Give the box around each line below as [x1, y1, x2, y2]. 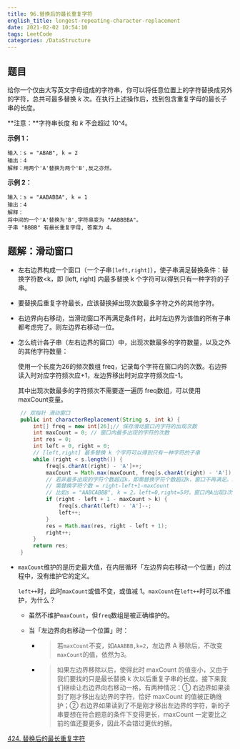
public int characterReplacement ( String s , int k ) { [20, 416, 181, 423]
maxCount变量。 [17, 395, 68, 404]
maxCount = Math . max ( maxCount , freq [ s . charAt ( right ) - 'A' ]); [45, 469, 235, 476]
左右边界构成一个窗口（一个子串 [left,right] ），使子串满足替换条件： [17, 265, 223, 274]
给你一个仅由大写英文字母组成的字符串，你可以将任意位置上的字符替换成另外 [7, 85, 233, 94]
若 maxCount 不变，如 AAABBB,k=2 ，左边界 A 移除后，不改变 [56, 641, 223, 650]
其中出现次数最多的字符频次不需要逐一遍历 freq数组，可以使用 [17, 386, 201, 395]
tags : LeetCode [7, 30, 53, 38]
